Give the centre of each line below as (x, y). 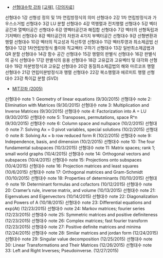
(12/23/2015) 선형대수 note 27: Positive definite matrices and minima (73, 227)
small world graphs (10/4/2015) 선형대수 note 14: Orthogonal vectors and (77, 154)
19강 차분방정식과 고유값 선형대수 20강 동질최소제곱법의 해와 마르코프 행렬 (84, 66)
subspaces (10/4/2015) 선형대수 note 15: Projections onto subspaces (73, 160)
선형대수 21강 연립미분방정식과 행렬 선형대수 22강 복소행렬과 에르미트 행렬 (75, 72)
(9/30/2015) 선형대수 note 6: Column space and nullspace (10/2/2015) (75, 123)
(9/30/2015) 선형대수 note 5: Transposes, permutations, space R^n (71, 117)
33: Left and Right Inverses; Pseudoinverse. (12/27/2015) (62, 250)
